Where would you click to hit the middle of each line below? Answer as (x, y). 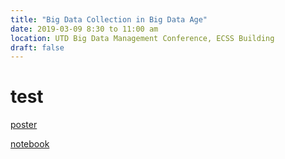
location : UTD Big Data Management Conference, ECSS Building (142, 38)
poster (24, 125)
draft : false (37, 47)
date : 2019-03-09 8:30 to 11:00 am (84, 29)
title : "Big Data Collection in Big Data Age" (109, 19)
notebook (30, 144)
